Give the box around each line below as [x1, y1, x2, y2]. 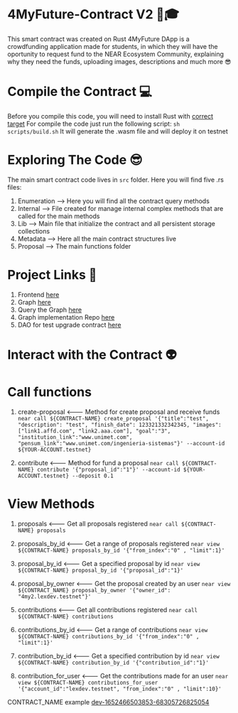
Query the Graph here [17, 305, 82, 314]
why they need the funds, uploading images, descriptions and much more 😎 [7, 57, 232, 65]
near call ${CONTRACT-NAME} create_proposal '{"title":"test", [17, 415, 210, 422]
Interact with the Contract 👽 [7, 347, 177, 363]
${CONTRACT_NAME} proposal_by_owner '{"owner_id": [17, 587, 171, 594]
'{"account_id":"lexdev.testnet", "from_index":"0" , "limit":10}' [17, 685, 222, 692]
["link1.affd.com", [17, 428, 76, 435]
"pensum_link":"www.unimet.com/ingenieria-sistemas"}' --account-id [17, 440, 225, 447]
